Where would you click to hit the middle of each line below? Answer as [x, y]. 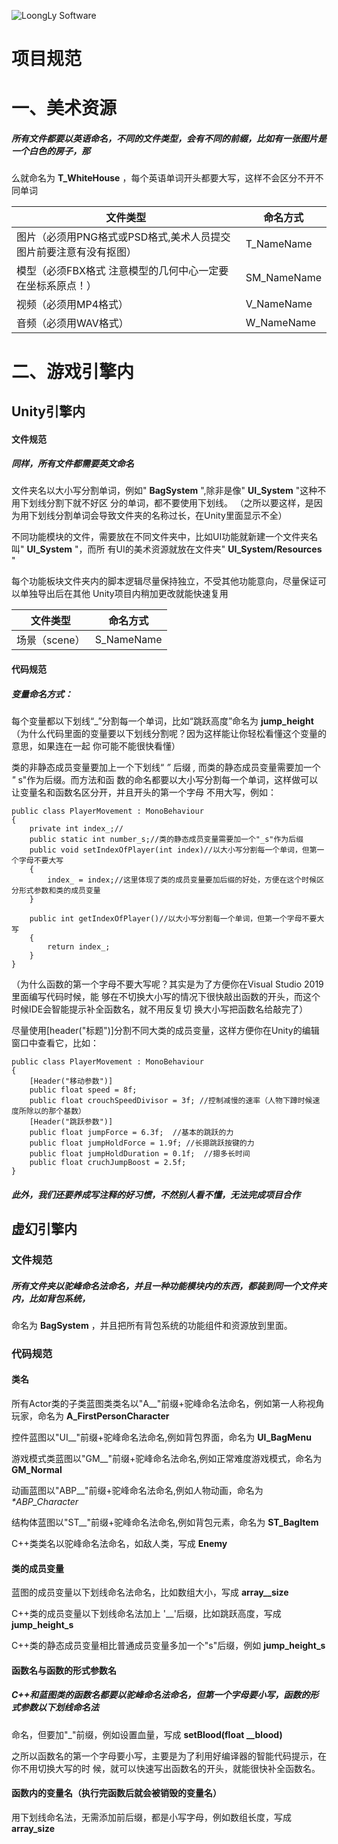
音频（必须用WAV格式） [72, 323]
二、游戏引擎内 [73, 371]
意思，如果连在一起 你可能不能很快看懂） [96, 746]
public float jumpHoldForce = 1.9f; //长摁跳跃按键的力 [142, 1143]
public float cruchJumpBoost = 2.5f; [108, 1163]
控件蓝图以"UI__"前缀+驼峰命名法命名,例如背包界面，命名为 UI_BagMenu [161, 1437]
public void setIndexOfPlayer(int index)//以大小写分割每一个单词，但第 [173, 850]
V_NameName [279, 304]
